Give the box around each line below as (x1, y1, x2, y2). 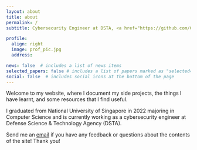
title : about (6, 14, 38, 20)
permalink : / (6, 19, 38, 25)
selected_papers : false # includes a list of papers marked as (6, 68, 164, 74)
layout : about (6, 8, 41, 15)
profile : (6, 36, 28, 42)
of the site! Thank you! (6, 138, 60, 145)
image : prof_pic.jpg (11, 46, 62, 53)
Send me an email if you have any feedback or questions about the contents (6, 131, 191, 138)
